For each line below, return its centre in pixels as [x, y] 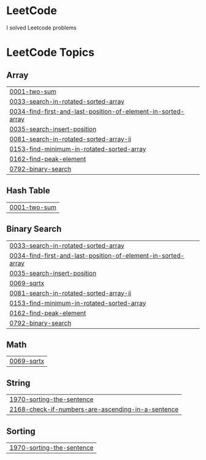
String [18, 383]
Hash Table [28, 191]
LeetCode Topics [51, 52]
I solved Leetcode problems [41, 28]
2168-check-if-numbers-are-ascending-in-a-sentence [94, 410]
